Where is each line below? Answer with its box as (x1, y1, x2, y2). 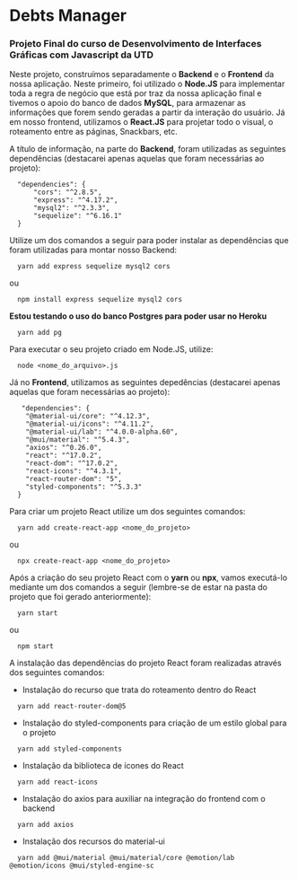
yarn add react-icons (17, 778, 99, 787)
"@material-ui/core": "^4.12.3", (25, 412, 151, 421)
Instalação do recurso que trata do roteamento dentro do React (22, 684, 257, 696)
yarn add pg (17, 329, 63, 338)
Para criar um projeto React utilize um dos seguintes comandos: (9, 506, 246, 517)
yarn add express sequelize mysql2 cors (17, 262, 171, 271)
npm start (17, 642, 54, 651)
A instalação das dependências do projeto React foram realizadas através (9, 657, 282, 669)
